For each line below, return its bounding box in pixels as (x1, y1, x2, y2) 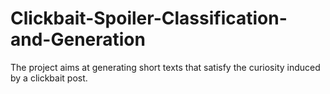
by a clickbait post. (10, 72, 88, 84)
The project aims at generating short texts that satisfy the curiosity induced (10, 61, 321, 73)
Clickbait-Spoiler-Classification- (10, 7, 288, 30)
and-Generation (10, 28, 146, 51)
